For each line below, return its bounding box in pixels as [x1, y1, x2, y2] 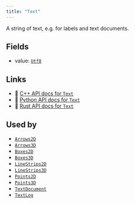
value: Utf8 [14, 57, 42, 65]
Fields [6, 42, 29, 52]
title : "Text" [6, 8, 41, 15]
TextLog [14, 192, 33, 199]
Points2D [14, 174, 36, 180]
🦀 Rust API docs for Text [14, 102, 74, 109]
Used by [6, 119, 37, 129]
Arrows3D [14, 142, 36, 149]
